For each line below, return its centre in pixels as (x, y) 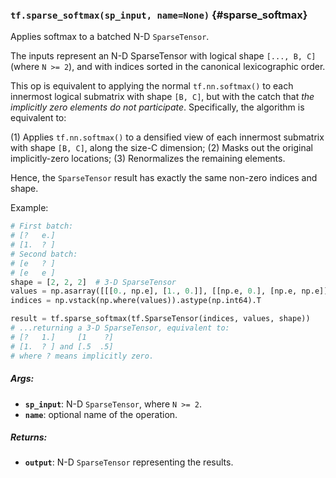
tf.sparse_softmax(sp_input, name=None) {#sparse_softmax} (159, 15)
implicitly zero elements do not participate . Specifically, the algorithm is (157, 107)
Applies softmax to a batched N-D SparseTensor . (110, 37)
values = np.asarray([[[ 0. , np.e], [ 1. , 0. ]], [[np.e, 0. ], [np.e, (154, 291)
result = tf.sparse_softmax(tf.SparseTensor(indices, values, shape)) (160, 319)
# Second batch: (44, 254)
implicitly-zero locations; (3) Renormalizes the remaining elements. (148, 159)
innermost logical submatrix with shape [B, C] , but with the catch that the (162, 97)
